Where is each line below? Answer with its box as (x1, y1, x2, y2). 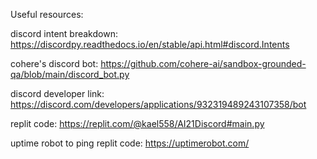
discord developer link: (10, 88, 105, 99)
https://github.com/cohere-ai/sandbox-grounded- (100, 58, 307, 69)
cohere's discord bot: (10, 58, 99, 69)
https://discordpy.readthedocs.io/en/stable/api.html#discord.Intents (10, 39, 290, 50)
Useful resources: (10, 9, 84, 20)
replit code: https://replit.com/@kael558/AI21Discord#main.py (10, 118, 265, 129)
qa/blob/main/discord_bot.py (10, 69, 130, 80)
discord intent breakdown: (10, 28, 118, 39)
